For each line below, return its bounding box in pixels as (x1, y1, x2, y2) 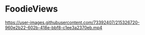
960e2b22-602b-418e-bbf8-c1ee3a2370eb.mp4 (5, 24, 102, 30)
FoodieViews (5, 3, 58, 15)
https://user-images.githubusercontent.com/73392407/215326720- (5, 19, 140, 25)
